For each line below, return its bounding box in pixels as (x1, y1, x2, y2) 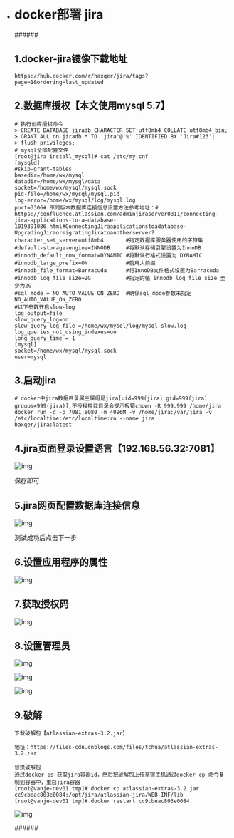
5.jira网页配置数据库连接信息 (14, 500, 141, 512)
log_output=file (14, 309, 63, 317)
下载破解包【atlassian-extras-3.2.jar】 (14, 730, 128, 738)
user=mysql (14, 353, 47, 361)
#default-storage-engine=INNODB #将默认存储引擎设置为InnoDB (14, 244, 201, 252)
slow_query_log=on (14, 316, 69, 323)
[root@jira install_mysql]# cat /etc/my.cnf (14, 152, 149, 160)
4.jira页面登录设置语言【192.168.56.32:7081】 (14, 443, 220, 455)
